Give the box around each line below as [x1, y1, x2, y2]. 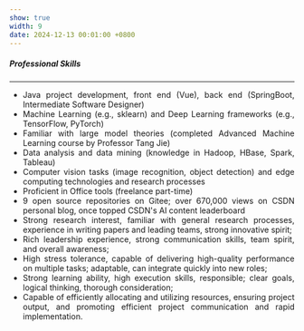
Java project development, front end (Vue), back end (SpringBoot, [22, 90, 295, 101]
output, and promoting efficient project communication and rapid [22, 301, 295, 313]
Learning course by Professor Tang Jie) [22, 138, 171, 149]
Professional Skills [9, 58, 81, 69]
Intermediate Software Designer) [22, 99, 145, 110]
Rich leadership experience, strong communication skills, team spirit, [22, 234, 295, 245]
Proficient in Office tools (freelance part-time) [22, 186, 194, 197]
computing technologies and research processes [22, 176, 206, 187]
